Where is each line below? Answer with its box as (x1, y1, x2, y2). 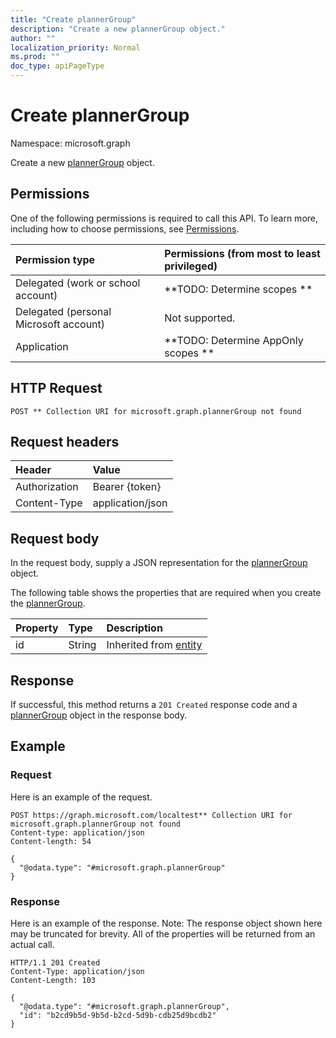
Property (15, 621, 59, 635)
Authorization (15, 480, 79, 494)
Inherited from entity (106, 638, 203, 652)
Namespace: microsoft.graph (10, 137, 131, 149)
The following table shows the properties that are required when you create (10, 587, 322, 599)
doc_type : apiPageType (10, 61, 105, 71)
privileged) (164, 259, 218, 273)
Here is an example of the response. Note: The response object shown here (10, 917, 323, 929)
